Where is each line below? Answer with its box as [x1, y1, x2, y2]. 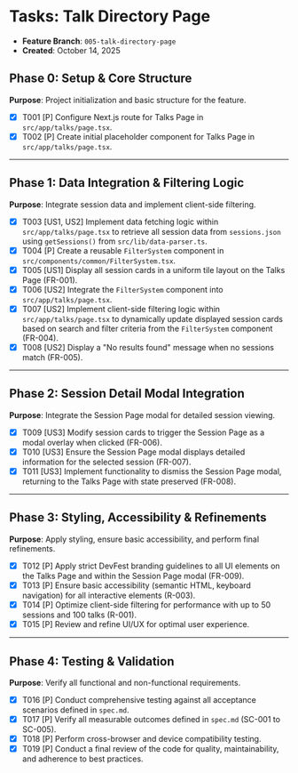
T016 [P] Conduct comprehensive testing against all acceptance [21, 694, 257, 705]
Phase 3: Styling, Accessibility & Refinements [9, 510, 268, 526]
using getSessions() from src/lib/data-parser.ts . [21, 236, 208, 246]
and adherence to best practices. [21, 753, 144, 764]
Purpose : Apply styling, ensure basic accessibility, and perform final [9, 534, 260, 544]
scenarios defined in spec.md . [21, 705, 130, 715]
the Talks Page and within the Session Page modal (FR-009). [21, 570, 245, 581]
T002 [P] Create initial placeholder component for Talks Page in [21, 131, 255, 141]
